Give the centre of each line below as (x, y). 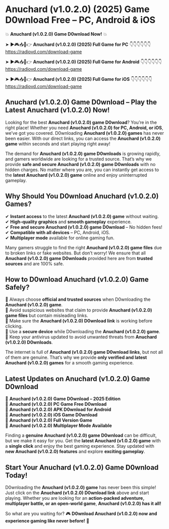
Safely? (17, 287)
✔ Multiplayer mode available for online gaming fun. (60, 238)
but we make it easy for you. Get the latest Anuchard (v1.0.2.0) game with (83, 441)
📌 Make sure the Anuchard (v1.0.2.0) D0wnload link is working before (79, 321)
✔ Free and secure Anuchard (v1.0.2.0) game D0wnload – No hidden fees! (84, 227)
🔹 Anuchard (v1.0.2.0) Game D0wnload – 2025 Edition (63, 399)
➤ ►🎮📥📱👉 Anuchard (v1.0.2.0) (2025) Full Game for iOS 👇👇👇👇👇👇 (79, 79)
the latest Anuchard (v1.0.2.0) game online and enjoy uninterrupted (76, 175)
